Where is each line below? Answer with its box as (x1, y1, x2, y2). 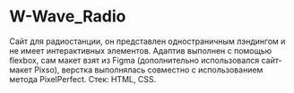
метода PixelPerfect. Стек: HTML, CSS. (9, 73, 157, 84)
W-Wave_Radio (9, 6, 126, 27)
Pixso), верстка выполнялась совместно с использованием (34, 64, 264, 75)
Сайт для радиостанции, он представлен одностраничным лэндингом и (9, 36, 286, 46)
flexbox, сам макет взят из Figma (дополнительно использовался (9, 55, 260, 65)
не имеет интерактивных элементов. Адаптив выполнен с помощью (9, 45, 272, 55)
